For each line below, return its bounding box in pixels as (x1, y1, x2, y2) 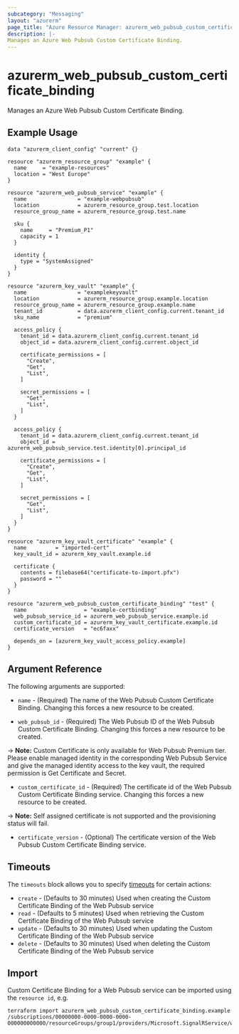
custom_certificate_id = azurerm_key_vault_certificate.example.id (14, 618, 218, 626)
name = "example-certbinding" (14, 606, 158, 613)
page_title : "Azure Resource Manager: (7, 23, 122, 31)
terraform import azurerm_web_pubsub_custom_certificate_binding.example (7, 1008, 231, 1015)
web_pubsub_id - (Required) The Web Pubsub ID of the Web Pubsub (17, 717, 215, 726)
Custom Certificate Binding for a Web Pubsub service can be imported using (7, 986, 232, 995)
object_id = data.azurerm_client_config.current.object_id (20, 339, 199, 346)
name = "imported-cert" (14, 544, 110, 552)
